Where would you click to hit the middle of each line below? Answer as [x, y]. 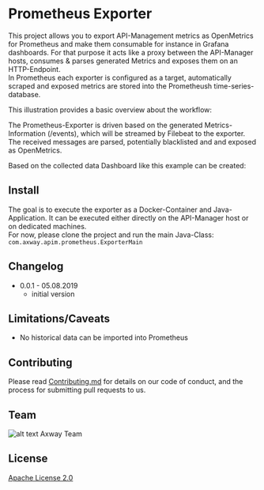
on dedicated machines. [47, 226]
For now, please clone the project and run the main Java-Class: [111, 235]
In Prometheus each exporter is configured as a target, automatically [120, 77]
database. [25, 94]
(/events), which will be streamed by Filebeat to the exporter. [146, 133]
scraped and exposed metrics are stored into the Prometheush [110, 86]
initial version [53, 294]
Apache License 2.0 [41, 477]
